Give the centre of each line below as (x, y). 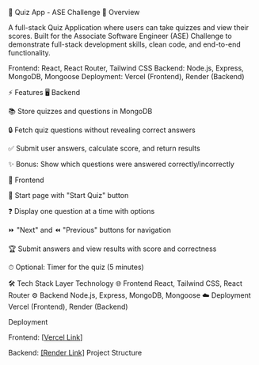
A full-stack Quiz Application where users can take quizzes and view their (129, 27)
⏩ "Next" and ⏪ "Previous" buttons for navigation (90, 230)
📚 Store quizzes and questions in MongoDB (80, 111)
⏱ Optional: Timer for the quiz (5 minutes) (76, 267)
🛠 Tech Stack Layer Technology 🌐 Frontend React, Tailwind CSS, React (126, 283)
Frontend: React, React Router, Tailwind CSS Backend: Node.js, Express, (126, 68)
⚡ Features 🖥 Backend (44, 92)
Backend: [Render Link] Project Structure (75, 353)
